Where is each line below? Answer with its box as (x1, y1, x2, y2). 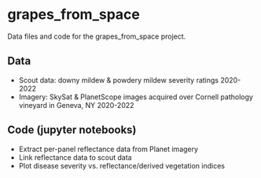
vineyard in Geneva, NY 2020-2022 (18, 100, 134, 109)
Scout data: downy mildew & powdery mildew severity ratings (18, 75, 219, 84)
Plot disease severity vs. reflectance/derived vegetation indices (18, 161, 226, 170)
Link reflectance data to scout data (18, 152, 132, 162)
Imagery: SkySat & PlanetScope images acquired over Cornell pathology (18, 92, 253, 102)
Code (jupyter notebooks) (7, 124, 137, 137)
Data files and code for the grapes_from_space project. (7, 32, 186, 41)
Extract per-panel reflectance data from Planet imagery (18, 144, 198, 154)
